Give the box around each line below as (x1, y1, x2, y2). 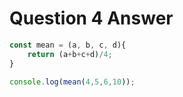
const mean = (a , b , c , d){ (9, 40, 127, 50)
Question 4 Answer (9, 7, 174, 30)
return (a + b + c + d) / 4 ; (27, 49, 113, 59)
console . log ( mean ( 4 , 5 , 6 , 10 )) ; (9, 77, 136, 87)
